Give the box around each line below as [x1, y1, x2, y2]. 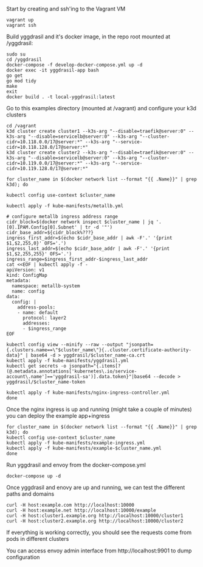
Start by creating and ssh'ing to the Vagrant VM [6, 5, 126, 12]
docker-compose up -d [6, 473, 61, 479]
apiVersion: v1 [6, 267, 45, 273]
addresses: [22, 320, 50, 326]
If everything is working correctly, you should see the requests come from [6, 529, 192, 536]
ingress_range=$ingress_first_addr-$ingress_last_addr [6, 256, 148, 262]
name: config [12, 288, 45, 294]
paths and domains [6, 490, 55, 497]
